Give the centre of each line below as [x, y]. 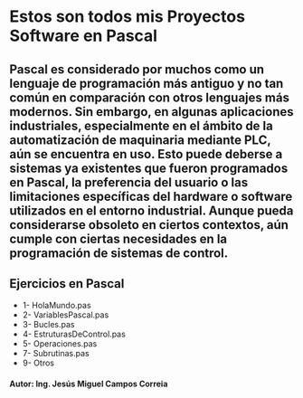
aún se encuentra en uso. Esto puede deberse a [146, 154]
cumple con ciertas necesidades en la [118, 238]
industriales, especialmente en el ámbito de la [141, 125]
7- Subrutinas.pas [56, 354]
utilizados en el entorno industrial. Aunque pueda [151, 210]
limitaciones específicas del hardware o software [151, 196]
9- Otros [38, 363]
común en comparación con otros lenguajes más [149, 97]
